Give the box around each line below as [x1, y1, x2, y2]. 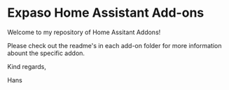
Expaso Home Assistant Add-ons [7, 5, 204, 21]
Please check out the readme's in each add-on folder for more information [7, 41, 222, 50]
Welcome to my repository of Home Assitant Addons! [7, 28, 161, 36]
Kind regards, [7, 62, 47, 70]
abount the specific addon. [7, 49, 85, 57]
